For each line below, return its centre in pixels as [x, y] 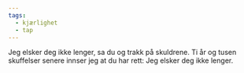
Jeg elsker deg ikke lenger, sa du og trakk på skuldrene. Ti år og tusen [122, 53]
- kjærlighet [37, 23]
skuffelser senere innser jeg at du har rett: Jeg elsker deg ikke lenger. [121, 60]
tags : [17, 15]
